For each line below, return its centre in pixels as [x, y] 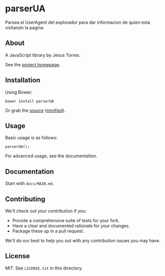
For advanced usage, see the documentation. [51, 156]
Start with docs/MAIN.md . [30, 184]
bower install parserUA [30, 101]
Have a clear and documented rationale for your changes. [71, 226]
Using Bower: [19, 92]
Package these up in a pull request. [48, 231]
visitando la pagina [24, 27]
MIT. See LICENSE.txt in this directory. [44, 268]
